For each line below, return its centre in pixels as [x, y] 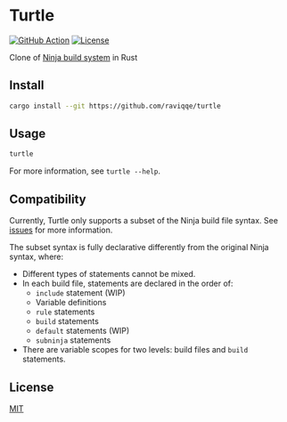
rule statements [65, 312]
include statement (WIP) [81, 293]
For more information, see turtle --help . [85, 171]
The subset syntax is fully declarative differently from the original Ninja [139, 248]
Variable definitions [71, 303]
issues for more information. [61, 230]
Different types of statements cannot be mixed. [109, 274]
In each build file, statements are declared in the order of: [127, 284]
